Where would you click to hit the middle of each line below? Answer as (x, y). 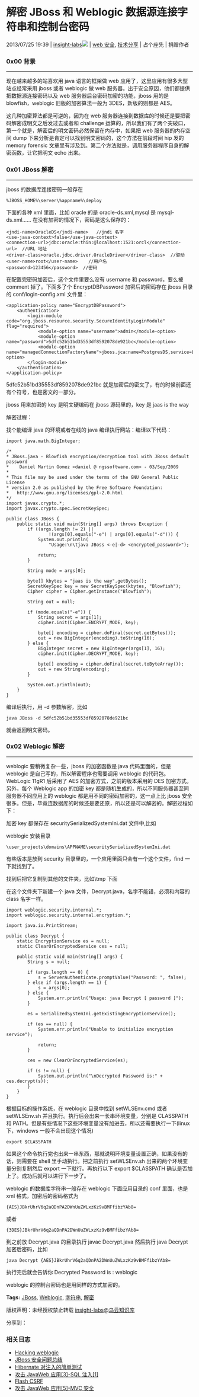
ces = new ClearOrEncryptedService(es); (78, 1060)
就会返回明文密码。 (30, 730)
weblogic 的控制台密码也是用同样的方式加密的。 (65, 1284)
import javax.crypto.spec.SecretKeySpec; (58, 508)
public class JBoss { (33, 519)
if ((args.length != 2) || (61, 529)
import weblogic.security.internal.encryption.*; (69, 915)
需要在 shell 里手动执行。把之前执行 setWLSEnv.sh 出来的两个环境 (102, 1161)
